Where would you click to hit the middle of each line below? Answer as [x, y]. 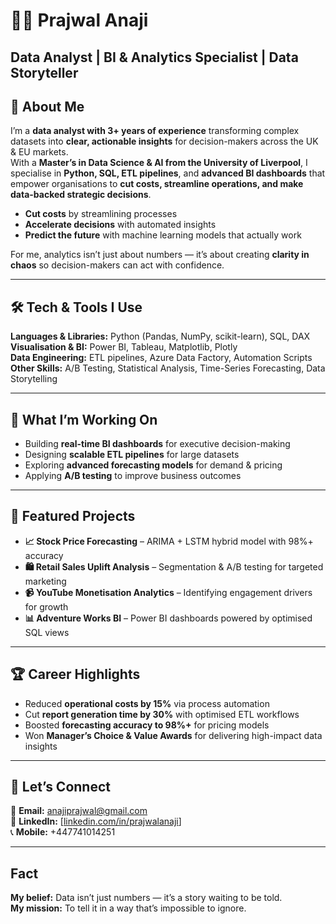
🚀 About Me [47, 106]
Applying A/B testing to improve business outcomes [133, 476]
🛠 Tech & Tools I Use [76, 307]
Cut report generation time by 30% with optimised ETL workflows [162, 714]
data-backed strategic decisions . [81, 195]
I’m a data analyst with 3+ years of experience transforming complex [155, 131]
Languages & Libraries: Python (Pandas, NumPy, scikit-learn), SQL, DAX [160, 336]
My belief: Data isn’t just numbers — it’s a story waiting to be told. [146, 898]
